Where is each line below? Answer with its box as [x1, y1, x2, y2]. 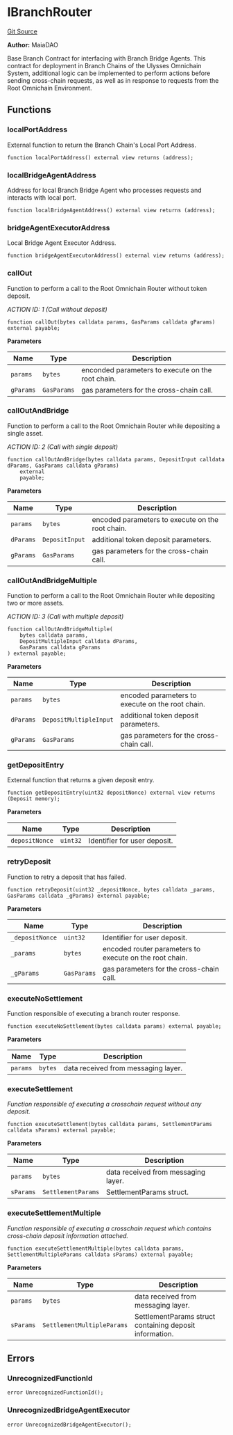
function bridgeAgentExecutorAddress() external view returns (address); [7, 252, 225, 260]
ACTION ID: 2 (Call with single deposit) [7, 443, 119, 451]
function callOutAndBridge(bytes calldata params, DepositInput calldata [7, 456, 225, 463]
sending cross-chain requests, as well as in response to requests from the [7, 76, 219, 84]
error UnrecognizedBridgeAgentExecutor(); [7, 1421, 132, 1428]
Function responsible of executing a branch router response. [7, 1010, 180, 1017]
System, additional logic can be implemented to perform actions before [7, 69, 211, 77]
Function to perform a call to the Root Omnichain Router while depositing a [7, 422, 221, 430]
